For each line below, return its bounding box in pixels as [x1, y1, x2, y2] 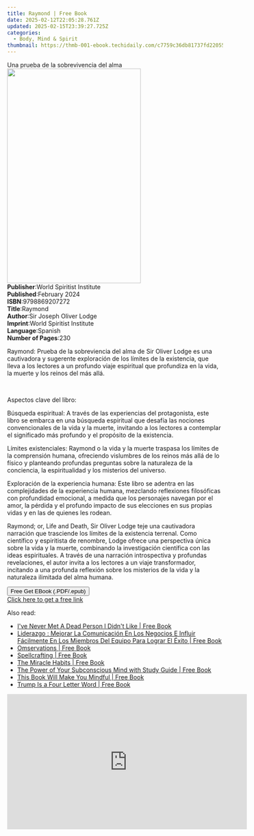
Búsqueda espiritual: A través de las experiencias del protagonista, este [7, 409, 209, 417]
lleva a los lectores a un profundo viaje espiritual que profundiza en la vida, [7, 362, 219, 370]
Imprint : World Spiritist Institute [7, 319, 94, 327]
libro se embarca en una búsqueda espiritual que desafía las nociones [7, 416, 205, 425]
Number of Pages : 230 [7, 334, 71, 342]
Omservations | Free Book [16, 644, 91, 652]
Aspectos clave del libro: [7, 396, 77, 404]
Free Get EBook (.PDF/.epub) [10, 588, 86, 595]
